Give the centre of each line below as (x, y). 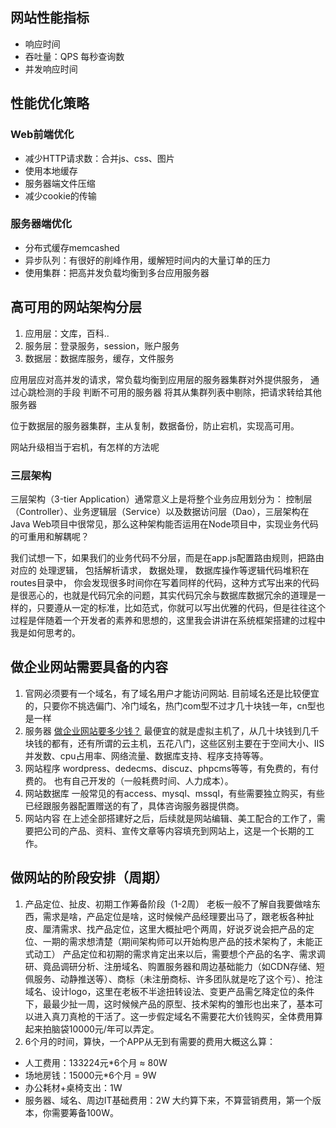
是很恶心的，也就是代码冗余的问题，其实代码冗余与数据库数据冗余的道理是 (163, 595)
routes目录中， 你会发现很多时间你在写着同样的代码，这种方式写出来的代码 (165, 582)
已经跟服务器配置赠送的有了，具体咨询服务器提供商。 (134, 805)
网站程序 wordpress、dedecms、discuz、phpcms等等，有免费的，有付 (172, 768)
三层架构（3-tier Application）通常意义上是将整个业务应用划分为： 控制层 (161, 499)
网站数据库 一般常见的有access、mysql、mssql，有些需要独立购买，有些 (174, 793)
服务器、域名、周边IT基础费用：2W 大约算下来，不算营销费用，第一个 (168, 1100)
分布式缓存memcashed (72, 247)
